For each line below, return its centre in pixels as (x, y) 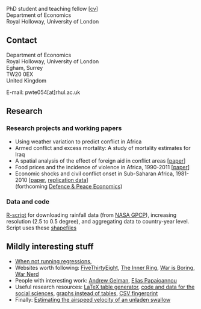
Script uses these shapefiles (42, 228)
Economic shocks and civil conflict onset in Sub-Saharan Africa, (94, 173)
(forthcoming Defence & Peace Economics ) (69, 186)
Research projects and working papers (64, 128)
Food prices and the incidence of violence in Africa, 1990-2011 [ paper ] (102, 167)
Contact (22, 41)
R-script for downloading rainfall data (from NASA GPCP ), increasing (91, 215)
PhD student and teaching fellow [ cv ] (52, 9)
